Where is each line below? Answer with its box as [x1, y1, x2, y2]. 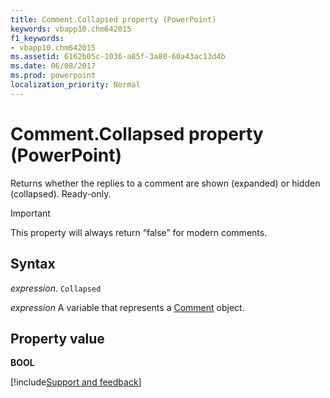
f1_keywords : [10, 33, 65, 43]
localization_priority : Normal [10, 80, 141, 90]
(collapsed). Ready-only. [10, 187, 112, 200]
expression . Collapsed [10, 282, 102, 294]
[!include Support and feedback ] [10, 376, 142, 388]
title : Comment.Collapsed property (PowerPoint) [10, 14, 217, 25]
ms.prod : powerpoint [10, 71, 97, 81]
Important [10, 207, 51, 219]
